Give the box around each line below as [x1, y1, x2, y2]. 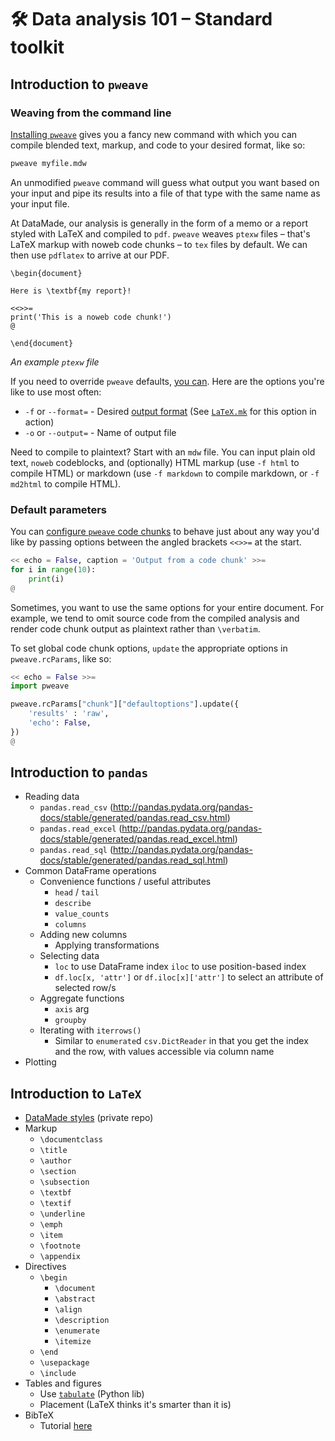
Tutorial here [39, 1420, 93, 1432]
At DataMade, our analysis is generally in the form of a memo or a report [10, 217, 308, 229]
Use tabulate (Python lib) [39, 1388, 145, 1400]
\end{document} [10, 338, 74, 348]
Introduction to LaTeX [10, 1085, 142, 1102]
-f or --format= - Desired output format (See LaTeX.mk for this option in [24, 405, 317, 417]
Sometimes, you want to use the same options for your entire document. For [10, 601, 325, 613]
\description [54, 1316, 110, 1326]
